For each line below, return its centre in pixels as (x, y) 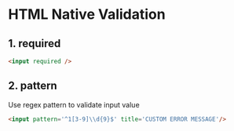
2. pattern (33, 86)
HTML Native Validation (87, 15)
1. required (35, 44)
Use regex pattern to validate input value (74, 104)
